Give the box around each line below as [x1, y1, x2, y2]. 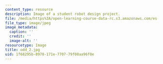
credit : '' [9, 34, 32, 39]
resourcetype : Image [5, 43, 47, 48]
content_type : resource [5, 7, 53, 12]
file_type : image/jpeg [5, 20, 51, 26]
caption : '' [9, 29, 34, 34]
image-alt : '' [9, 38, 38, 43]
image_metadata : [5, 25, 38, 30]
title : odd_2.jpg [5, 47, 40, 52]
